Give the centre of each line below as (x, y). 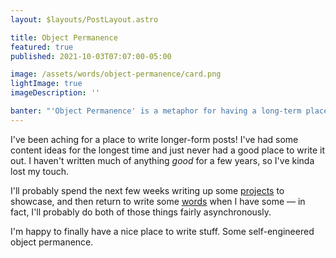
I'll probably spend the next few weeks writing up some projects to (147, 190)
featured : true (42, 47)
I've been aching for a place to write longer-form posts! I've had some (154, 139)
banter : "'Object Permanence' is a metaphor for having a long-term (156, 111)
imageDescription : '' (55, 93)
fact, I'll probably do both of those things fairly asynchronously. (141, 212)
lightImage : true (46, 84)
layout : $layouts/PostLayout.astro (84, 19)
